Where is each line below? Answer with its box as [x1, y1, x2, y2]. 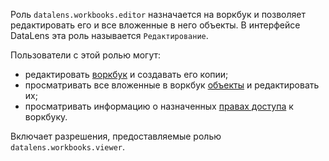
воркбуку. [24, 111, 68, 123]
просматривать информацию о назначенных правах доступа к [24, 100, 294, 112]
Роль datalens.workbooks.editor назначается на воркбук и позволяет [10, 9, 306, 20]
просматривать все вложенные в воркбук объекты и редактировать [24, 79, 320, 91]
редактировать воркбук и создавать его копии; [24, 69, 229, 80]
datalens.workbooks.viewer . [10, 141, 126, 153]
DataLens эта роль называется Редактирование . [10, 30, 209, 41]
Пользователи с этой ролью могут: [10, 49, 162, 61]
